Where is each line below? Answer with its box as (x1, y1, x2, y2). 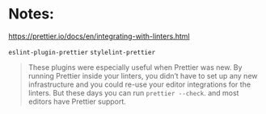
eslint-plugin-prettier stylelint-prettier (8, 48, 156, 56)
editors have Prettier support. (27, 96, 127, 106)
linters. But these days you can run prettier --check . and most (27, 88, 239, 97)
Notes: (8, 5, 55, 23)
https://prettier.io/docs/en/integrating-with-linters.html (8, 31, 190, 41)
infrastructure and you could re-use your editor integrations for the (27, 79, 251, 89)
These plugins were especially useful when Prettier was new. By (27, 62, 243, 72)
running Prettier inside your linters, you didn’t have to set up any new (27, 71, 258, 80)
